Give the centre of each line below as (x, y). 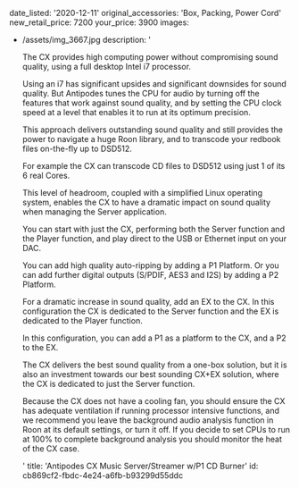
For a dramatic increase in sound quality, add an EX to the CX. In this (148, 302)
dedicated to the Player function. (82, 320)
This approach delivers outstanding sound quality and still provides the (153, 130)
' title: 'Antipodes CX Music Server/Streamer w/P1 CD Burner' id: (140, 466)
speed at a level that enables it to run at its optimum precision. (137, 112)
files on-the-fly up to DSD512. (77, 148)
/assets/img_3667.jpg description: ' (87, 40)
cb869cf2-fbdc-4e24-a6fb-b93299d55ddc (103, 475)
